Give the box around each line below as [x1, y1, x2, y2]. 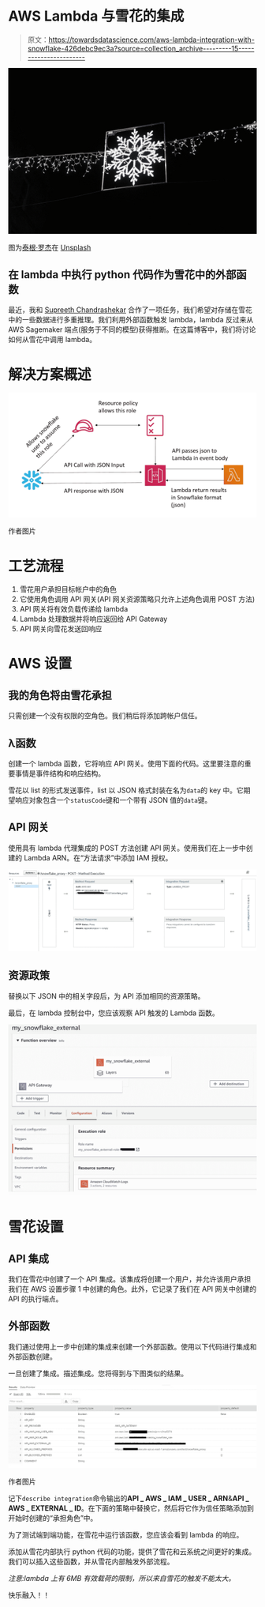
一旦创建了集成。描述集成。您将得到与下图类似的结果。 [8, 1368, 188, 1378]
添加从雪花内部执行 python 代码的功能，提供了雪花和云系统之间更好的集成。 [8, 1546, 256, 1556]
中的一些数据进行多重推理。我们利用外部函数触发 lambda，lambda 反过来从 [8, 315, 254, 325]
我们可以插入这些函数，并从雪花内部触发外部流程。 [8, 1556, 174, 1566]
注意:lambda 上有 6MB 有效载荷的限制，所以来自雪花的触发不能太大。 [8, 1573, 236, 1583]
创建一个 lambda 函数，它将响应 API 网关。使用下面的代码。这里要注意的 [8, 759, 244, 769]
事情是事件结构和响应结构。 [14, 769, 105, 778]
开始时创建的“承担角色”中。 [8, 1513, 98, 1522]
